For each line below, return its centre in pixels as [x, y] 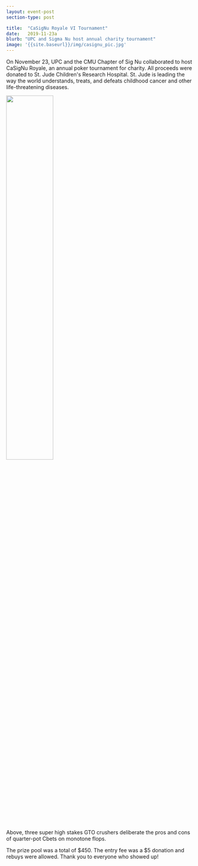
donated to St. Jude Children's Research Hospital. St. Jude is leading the [95, 74]
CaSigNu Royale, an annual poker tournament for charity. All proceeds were [99, 68]
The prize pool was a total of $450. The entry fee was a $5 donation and [95, 850]
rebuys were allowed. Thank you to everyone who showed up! [83, 856]
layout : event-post [30, 12]
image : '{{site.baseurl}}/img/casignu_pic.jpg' [66, 45]
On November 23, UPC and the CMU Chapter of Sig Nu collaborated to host [99, 62]
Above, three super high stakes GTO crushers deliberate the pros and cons [98, 832]
